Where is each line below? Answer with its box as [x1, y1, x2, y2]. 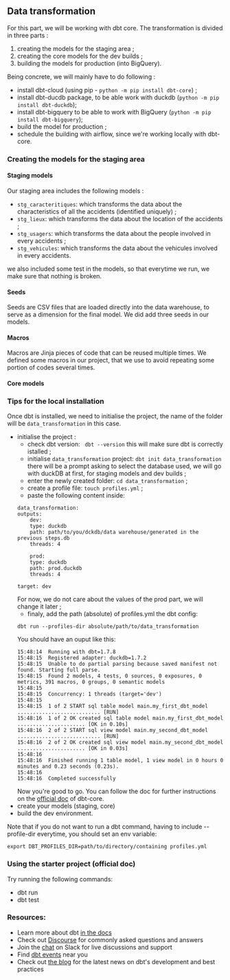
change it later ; [16, 602, 62, 611]
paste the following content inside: [27, 491, 126, 500]
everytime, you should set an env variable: [36, 830, 157, 838]
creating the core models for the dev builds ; [16, 52, 143, 60]
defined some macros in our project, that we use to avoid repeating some [7, 356, 215, 365]
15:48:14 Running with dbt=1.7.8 [16, 649, 116, 655]
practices [16, 965, 45, 973]
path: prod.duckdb [30, 565, 82, 572]
